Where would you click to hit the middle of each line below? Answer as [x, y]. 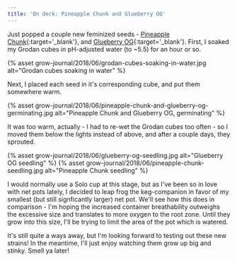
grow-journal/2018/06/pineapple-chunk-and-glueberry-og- [122, 105]
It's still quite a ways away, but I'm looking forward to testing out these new [117, 235]
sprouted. [21, 142]
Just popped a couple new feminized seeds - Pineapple [88, 34]
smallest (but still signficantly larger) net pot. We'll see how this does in [111, 199]
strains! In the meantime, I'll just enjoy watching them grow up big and [109, 243]
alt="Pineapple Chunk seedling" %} [97, 170]
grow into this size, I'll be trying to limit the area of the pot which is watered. [118, 222]
